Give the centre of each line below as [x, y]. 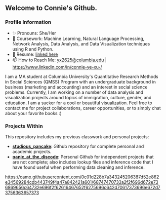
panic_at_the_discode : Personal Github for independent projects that [83, 157]
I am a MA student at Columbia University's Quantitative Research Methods [82, 77]
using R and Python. [33, 49]
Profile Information [28, 22]
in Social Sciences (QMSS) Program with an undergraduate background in [81, 81]
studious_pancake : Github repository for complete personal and [78, 146]
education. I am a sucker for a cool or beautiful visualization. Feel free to [79, 103]
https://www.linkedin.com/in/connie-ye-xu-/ [57, 67]
